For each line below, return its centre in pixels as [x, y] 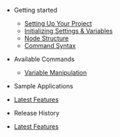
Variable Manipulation [55, 73]
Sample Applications [43, 86]
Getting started [36, 10]
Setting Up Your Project [58, 23]
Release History [37, 113]
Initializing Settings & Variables [68, 31]
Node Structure [46, 38]
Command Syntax [50, 46]
